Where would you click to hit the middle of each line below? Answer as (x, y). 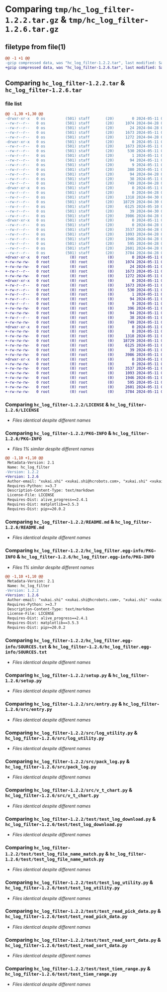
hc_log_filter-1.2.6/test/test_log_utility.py (63, 888)
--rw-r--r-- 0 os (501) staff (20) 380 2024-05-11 (82, 169)
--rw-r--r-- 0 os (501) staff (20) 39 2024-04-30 (82, 211)
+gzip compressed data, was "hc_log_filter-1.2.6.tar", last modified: (81, 67)
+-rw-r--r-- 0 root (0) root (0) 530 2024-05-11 (82, 290)
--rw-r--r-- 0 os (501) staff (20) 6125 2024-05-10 (82, 207)
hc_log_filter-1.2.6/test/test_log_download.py (64, 824)
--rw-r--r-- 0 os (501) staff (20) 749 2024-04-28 (82, 183)
